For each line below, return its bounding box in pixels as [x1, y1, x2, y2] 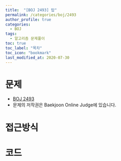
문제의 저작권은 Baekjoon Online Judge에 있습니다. [12, 102, 116, 108]
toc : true [5, 41, 27, 46]
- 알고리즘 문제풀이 [10, 36, 45, 41]
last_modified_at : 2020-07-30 [5, 55, 70, 60]
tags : [5, 31, 17, 36]
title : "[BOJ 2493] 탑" [5, 7, 57, 13]
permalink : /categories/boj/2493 [5, 12, 77, 17]
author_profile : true [5, 17, 52, 22]
